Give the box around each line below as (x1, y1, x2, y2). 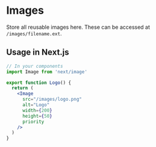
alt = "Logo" (22, 102, 50, 108)
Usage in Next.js (6, 47, 69, 58)
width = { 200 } (22, 107, 52, 113)
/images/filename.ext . (6, 29, 62, 37)
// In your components (6, 63, 63, 69)
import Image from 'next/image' (6, 68, 87, 75)
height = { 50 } (22, 113, 52, 119)
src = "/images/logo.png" (22, 97, 83, 103)
